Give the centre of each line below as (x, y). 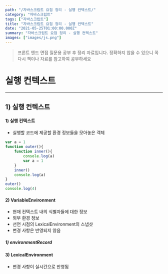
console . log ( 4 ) (21, 189)
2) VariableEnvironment (30, 200)
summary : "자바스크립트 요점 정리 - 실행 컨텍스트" (52, 33)
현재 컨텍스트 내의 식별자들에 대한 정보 (50, 212)
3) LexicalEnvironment (29, 255)
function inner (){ (33, 151)
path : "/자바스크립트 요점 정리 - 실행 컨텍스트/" (50, 10)
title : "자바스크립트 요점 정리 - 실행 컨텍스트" (49, 24)
